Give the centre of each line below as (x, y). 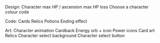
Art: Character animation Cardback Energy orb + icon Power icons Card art (80, 30)
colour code (17, 12)
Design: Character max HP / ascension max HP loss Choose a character (77, 7)
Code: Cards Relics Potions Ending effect (46, 21)
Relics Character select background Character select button (65, 36)
